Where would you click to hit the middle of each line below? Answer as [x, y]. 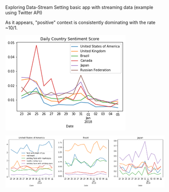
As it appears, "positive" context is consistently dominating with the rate [80, 22]
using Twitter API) [24, 13]
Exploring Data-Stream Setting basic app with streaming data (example [79, 7]
